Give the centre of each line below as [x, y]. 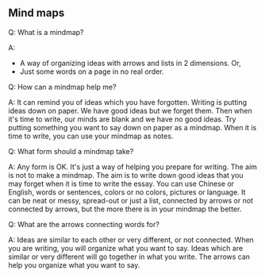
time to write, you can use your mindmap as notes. [91, 136]
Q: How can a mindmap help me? [62, 87]
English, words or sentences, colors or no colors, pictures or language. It [127, 192]
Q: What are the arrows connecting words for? [84, 224]
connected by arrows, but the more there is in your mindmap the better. [125, 209]
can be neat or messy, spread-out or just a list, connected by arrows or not [131, 200]
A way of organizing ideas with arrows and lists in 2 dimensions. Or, [130, 63]
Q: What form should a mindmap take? [71, 151]
